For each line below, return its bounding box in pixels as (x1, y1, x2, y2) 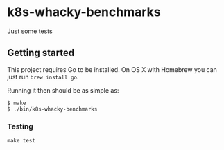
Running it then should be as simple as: (7, 86, 119, 94)
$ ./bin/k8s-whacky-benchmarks (7, 105, 98, 113)
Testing (7, 122, 33, 131)
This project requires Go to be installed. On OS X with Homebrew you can (7, 65, 217, 73)
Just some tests (7, 27, 53, 35)
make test (7, 138, 36, 144)
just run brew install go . (7, 73, 79, 81)
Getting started (7, 47, 75, 59)
